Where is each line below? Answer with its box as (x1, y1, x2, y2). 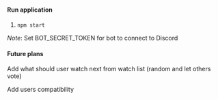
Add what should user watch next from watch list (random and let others (7, 65, 211, 73)
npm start (16, 22, 46, 29)
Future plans (7, 49, 44, 58)
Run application (7, 5, 53, 14)
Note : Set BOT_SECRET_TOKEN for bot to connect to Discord (7, 34, 178, 42)
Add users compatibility (7, 86, 74, 94)
